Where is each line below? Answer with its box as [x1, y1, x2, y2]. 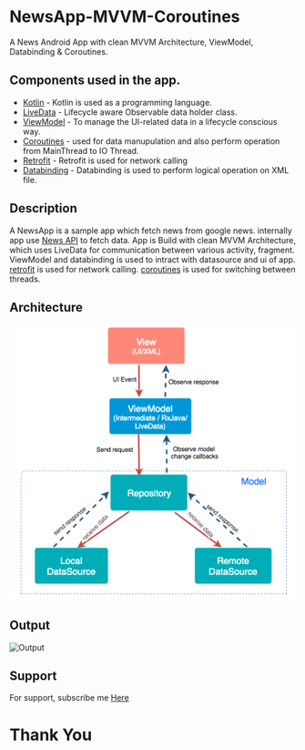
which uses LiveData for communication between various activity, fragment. [9, 244, 295, 255]
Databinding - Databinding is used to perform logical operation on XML [22, 164, 290, 175]
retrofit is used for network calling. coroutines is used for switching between [9, 263, 296, 274]
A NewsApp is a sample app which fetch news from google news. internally [9, 225, 293, 236]
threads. [9, 273, 41, 284]
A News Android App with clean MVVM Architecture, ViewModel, [9, 36, 254, 47]
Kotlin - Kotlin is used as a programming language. [22, 97, 212, 108]
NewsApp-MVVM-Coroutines [9, 6, 240, 27]
